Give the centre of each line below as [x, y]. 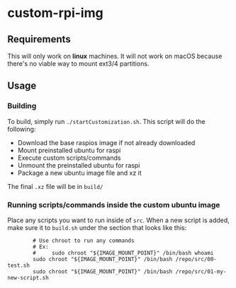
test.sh [19, 265]
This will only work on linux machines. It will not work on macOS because [115, 56]
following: [22, 129]
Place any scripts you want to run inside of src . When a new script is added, [119, 220]
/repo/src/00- [196, 259]
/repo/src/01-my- [201, 271]
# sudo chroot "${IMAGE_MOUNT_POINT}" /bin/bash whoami [123, 253]
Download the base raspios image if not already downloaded [106, 142]
